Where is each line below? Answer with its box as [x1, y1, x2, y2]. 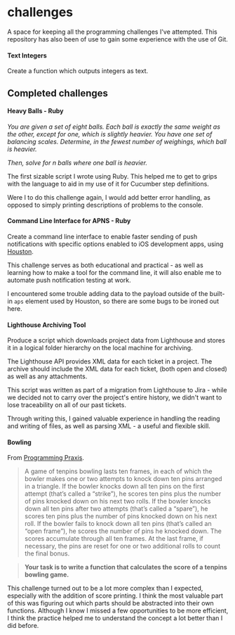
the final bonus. [24, 549, 70, 558]
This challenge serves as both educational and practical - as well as [7, 261, 203, 269]
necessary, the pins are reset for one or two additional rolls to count [24, 542, 221, 551]
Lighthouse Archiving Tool [7, 321, 86, 329]
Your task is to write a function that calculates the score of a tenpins [24, 563, 228, 572]
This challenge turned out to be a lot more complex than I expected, [7, 584, 203, 593]
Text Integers [7, 51, 47, 60]
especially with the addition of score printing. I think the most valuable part [7, 591, 223, 600]
